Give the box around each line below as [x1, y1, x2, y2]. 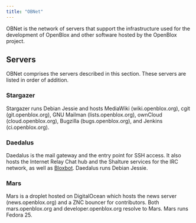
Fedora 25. [6, 211, 32, 219]
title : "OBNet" [6, 8, 44, 15]
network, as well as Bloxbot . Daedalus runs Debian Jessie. [6, 164, 148, 172]
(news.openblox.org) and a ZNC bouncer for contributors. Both [6, 199, 159, 206]
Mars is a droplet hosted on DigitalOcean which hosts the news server [6, 193, 177, 200]
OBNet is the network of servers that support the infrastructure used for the [6, 25, 191, 32]
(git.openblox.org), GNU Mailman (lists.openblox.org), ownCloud [6, 111, 162, 118]
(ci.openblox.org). [6, 124, 50, 131]
